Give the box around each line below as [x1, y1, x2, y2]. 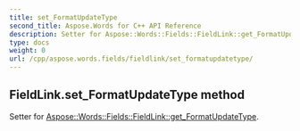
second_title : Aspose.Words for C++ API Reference [9, 21, 202, 30]
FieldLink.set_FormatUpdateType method [9, 87, 246, 102]
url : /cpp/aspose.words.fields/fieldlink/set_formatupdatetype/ [9, 54, 254, 63]
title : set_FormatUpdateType [9, 12, 118, 22]
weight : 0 [9, 46, 46, 55]
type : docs [9, 37, 50, 47]
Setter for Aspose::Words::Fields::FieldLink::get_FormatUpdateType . [9, 111, 259, 121]
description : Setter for [9, 29, 102, 38]
